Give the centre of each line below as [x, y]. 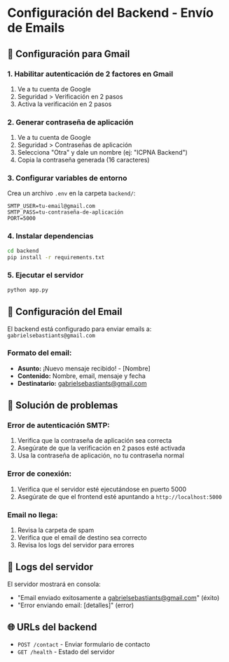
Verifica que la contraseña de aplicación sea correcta [95, 441]
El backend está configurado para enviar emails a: [79, 329]
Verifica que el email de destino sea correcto [82, 538]
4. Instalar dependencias [50, 236]
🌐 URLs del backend [52, 627]
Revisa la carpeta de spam [56, 530]
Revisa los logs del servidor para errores [76, 545]
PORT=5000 [22, 219]
